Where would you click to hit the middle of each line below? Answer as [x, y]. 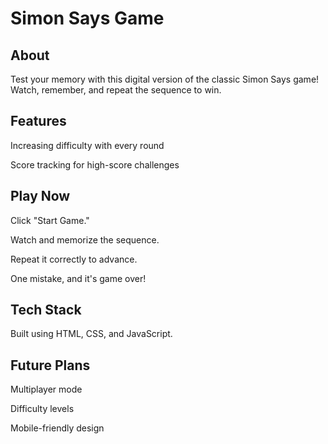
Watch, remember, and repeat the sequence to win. [116, 90]
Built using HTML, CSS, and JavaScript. [91, 334]
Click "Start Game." [50, 220]
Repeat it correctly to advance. [74, 259]
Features [38, 121]
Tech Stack [46, 310]
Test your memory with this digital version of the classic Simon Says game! [165, 79]
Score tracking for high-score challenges [95, 164]
